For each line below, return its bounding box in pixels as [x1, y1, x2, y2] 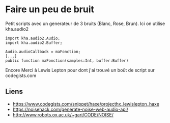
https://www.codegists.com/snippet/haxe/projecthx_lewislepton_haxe [12, 101, 159, 107]
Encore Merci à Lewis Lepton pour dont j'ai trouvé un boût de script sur [5, 67, 155, 73]
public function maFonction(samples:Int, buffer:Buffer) [5, 58, 129, 63]
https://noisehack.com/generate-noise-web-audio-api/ [12, 106, 129, 112]
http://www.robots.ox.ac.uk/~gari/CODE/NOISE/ [12, 111, 114, 118]
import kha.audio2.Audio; [5, 36, 60, 41]
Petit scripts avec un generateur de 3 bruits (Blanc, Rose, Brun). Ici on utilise [5, 20, 165, 27]
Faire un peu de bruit [5, 4, 95, 15]
